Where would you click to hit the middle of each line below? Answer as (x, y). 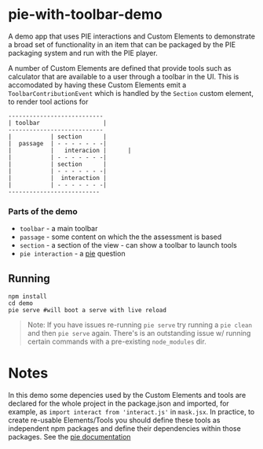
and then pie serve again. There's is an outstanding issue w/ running (139, 333)
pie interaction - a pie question (72, 254)
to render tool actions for (48, 101)
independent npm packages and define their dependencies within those (124, 428)
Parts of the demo (43, 212)
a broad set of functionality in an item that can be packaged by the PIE (122, 44)
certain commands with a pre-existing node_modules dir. (117, 342)
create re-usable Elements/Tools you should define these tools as (114, 420)
